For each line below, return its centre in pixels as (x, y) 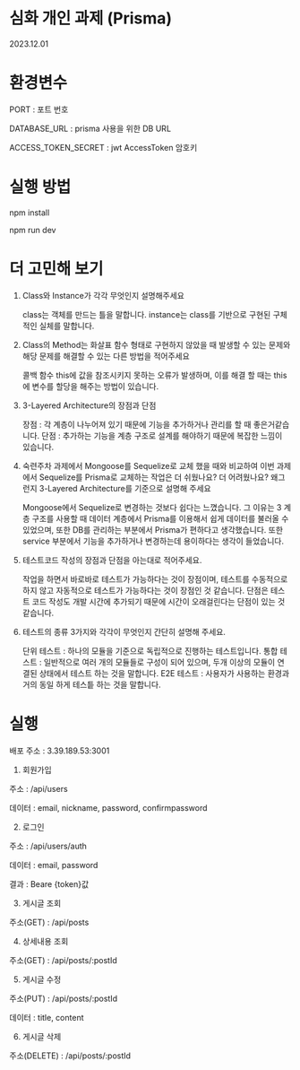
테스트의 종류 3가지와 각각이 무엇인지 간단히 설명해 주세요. (124, 631)
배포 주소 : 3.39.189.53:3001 (60, 751)
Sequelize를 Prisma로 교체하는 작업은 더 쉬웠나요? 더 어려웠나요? (154, 477)
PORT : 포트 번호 (39, 109)
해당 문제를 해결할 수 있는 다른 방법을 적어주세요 (106, 356)
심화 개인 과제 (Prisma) (91, 18)
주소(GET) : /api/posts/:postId (64, 960)
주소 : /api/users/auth (48, 846)
